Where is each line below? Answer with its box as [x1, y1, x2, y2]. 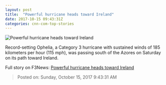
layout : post [5, 7, 32, 12]
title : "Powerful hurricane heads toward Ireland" [5, 12, 114, 17]
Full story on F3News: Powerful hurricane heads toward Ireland [5, 65, 134, 71]
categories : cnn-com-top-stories [5, 21, 74, 26]
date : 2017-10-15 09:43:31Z [5, 16, 63, 21]
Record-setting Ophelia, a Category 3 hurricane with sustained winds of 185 [5, 44, 160, 50]
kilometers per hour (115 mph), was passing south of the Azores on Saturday [5, 50, 161, 56]
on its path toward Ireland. [5, 55, 58, 61]
